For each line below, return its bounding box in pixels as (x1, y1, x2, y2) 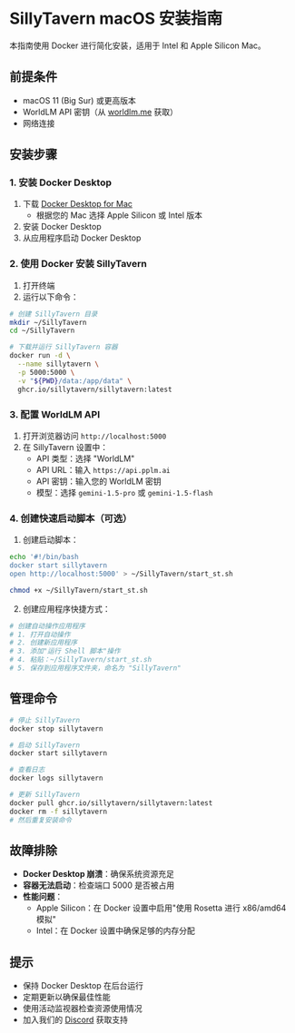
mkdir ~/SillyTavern (9, 318, 88, 327)
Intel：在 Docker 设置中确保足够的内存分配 (35, 925, 195, 936)
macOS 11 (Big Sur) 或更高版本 (22, 94, 136, 105)
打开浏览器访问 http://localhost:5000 (22, 430, 167, 441)
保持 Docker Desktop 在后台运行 (22, 980, 143, 991)
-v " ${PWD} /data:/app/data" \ (17, 376, 132, 386)
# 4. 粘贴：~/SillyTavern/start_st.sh (9, 655, 152, 664)
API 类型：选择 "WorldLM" (35, 453, 135, 464)
